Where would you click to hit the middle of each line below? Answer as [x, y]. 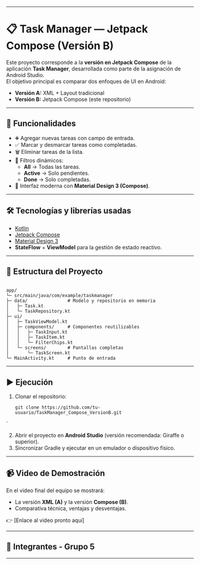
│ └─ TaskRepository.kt [38, 311]
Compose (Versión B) [60, 46]
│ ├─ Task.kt [25, 306]
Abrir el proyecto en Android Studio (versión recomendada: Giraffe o [99, 436]
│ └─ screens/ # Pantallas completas [65, 348]
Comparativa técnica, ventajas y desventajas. [71, 508]
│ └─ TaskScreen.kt [38, 353]
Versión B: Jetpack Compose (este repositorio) [73, 99]
